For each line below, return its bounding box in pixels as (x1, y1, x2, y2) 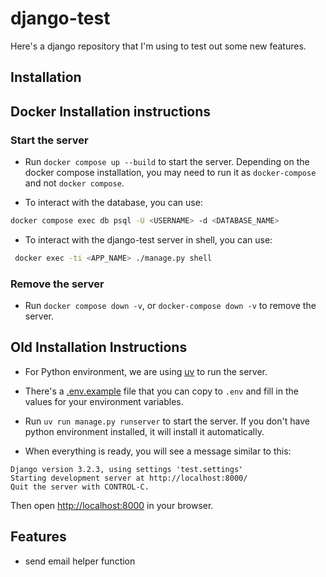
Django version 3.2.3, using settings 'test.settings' (10, 464, 244, 474)
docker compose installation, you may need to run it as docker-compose (24, 167, 317, 179)
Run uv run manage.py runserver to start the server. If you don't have (24, 415, 310, 427)
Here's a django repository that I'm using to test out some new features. (10, 40, 307, 52)
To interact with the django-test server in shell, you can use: (24, 233, 273, 246)
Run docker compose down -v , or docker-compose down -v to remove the (24, 300, 317, 312)
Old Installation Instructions (10, 339, 188, 356)
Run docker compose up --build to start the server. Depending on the (24, 156, 310, 168)
